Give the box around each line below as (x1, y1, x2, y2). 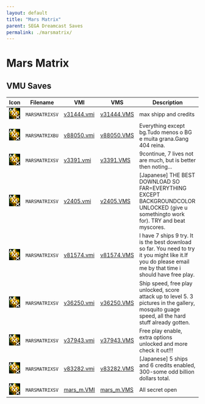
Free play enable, (139, 327, 182, 334)
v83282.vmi (63, 365, 95, 372)
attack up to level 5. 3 (139, 293, 193, 300)
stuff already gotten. (139, 318, 190, 326)
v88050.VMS (100, 132, 134, 139)
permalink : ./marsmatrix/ (6, 29, 72, 36)
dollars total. (139, 375, 170, 382)
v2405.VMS (100, 198, 131, 205)
